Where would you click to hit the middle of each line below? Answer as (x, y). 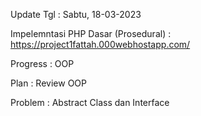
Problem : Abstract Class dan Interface (90, 102)
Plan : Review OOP (48, 83)
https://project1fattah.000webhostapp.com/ (100, 44)
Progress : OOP (42, 63)
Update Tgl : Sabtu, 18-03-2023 (76, 14)
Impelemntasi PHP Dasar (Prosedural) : (91, 33)
